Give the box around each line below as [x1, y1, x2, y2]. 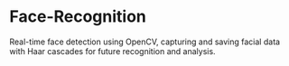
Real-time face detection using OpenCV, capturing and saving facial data [9, 36, 281, 47]
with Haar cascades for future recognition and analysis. [9, 45, 216, 56]
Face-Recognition [9, 6, 147, 27]
